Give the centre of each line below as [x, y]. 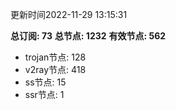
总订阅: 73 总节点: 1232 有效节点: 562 [88, 36]
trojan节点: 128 [55, 57]
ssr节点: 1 [44, 94]
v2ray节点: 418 [55, 69]
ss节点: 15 [45, 82]
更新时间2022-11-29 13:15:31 [69, 14]
